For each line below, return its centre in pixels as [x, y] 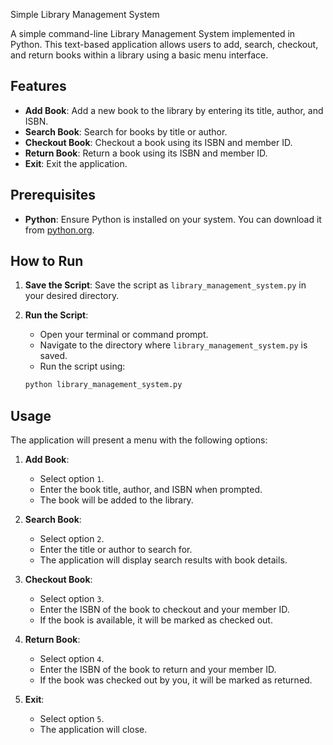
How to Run [47, 261]
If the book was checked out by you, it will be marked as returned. [176, 680]
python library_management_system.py [103, 385]
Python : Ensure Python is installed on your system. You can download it [173, 219]
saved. [53, 356]
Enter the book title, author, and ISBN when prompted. [151, 490]
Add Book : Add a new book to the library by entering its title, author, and [174, 110]
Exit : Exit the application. [76, 163]
